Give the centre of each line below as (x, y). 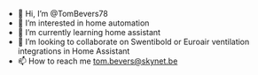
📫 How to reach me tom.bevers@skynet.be (98, 61)
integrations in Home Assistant (74, 51)
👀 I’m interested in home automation (83, 23)
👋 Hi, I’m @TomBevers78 (63, 14)
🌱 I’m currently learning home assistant (89, 32)
